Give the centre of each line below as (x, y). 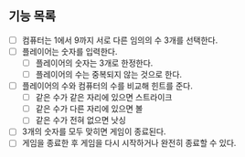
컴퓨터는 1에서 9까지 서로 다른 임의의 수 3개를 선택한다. (120, 40)
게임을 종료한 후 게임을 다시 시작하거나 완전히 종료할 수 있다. (129, 143)
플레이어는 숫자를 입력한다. (69, 51)
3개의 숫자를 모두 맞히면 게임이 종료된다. (94, 131)
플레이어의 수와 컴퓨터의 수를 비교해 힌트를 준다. (107, 86)
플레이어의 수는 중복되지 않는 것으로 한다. (109, 74)
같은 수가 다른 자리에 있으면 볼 (89, 109)
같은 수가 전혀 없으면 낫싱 (81, 120)
